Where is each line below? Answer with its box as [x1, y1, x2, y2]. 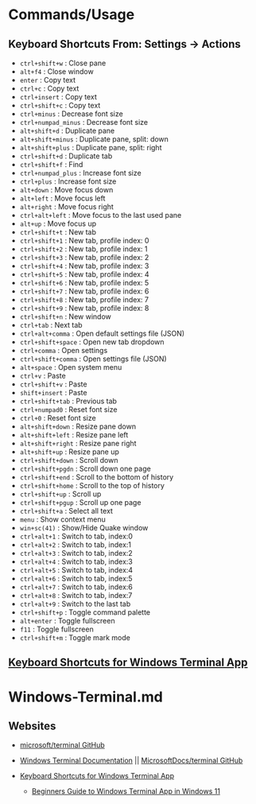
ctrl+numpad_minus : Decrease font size [19, 118, 149, 126]
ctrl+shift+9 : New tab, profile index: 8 [19, 304, 149, 313]
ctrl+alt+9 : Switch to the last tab [19, 599, 131, 608]
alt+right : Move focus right [19, 202, 114, 212]
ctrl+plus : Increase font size [19, 177, 117, 186]
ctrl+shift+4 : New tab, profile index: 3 [19, 261, 149, 270]
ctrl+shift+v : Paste [19, 379, 87, 389]
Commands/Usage [8, 6, 135, 24]
